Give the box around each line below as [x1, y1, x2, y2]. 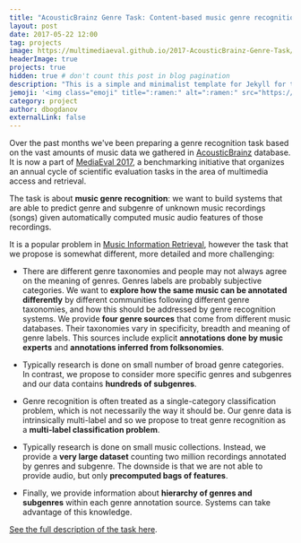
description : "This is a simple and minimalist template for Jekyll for [9, 80, 287, 89]
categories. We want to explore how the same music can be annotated [21, 285, 288, 296]
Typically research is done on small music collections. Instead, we [21, 442, 266, 452]
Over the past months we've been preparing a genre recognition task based [9, 138, 289, 149]
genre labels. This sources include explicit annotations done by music [21, 332, 284, 343]
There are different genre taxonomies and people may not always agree [21, 266, 288, 277]
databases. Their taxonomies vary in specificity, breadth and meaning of [21, 323, 290, 334]
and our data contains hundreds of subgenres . [21, 378, 197, 390]
